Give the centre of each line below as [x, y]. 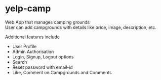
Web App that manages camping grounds [47, 22]
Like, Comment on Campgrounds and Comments [62, 72]
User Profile [24, 46]
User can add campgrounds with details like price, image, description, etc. [81, 27]
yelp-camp [28, 9]
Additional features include [33, 37]
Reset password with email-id [42, 67]
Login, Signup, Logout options [43, 56]
